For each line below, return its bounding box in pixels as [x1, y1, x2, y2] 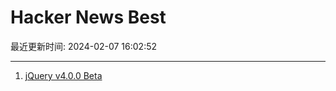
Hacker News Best [10, 6, 167, 29]
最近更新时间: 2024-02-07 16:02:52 [10, 40, 158, 52]
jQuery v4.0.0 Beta [24, 69, 103, 81]
